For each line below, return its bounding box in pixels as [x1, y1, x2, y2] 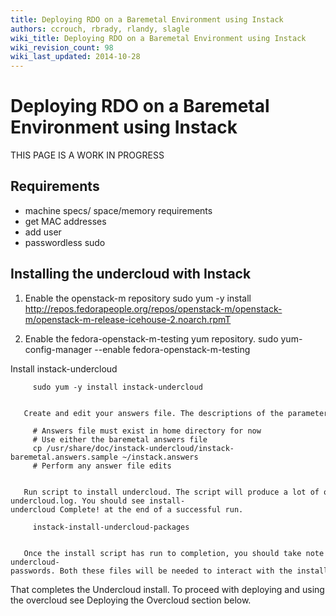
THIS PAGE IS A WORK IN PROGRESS [10, 149, 165, 161]
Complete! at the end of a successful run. [59, 504, 244, 515]
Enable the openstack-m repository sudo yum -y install [24, 292, 252, 304]
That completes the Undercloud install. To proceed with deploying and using [10, 583, 325, 595]
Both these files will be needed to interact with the [59, 566, 293, 576]
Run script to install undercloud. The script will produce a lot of [23, 487, 320, 497]
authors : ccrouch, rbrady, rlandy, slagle [10, 24, 190, 34]
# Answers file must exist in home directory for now [32, 426, 262, 436]
